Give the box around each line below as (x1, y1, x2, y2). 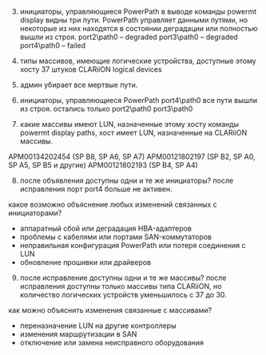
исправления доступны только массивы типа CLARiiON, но (19, 282, 222, 290)
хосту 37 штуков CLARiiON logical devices (19, 65, 162, 74)
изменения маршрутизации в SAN (19, 329, 137, 338)
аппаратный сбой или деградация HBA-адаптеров (19, 223, 192, 233)
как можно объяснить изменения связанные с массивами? (8, 306, 212, 314)
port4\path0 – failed (19, 41, 86, 50)
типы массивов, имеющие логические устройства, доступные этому (19, 56, 257, 65)
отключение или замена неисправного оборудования (19, 338, 204, 347)
